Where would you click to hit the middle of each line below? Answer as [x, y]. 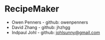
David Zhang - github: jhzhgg [41, 27]
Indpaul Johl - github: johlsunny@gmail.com [56, 32]
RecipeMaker [32, 9]
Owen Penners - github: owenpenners [50, 22]
